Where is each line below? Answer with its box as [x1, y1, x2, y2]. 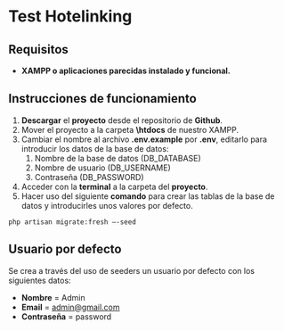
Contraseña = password [20, 310, 112, 322]
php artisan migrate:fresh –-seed [8, 217, 137, 227]
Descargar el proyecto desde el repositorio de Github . [20, 114, 223, 126]
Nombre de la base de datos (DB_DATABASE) [34, 153, 201, 163]
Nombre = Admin [20, 292, 85, 302]
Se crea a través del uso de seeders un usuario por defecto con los [8, 265, 256, 276]
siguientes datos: [8, 275, 72, 285]
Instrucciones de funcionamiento [8, 91, 197, 106]
